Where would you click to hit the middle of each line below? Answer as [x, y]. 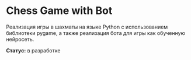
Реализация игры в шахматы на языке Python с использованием [87, 27]
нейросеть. [20, 39]
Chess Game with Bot [59, 11]
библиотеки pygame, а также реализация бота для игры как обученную [96, 33]
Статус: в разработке [33, 50]
